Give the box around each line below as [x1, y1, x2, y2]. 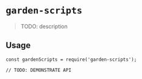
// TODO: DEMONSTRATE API [5, 67, 71, 73]
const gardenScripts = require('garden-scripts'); [5, 57, 137, 63]
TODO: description [20, 22, 68, 30]
